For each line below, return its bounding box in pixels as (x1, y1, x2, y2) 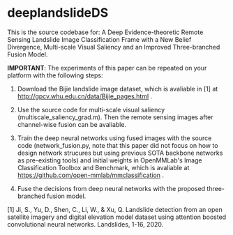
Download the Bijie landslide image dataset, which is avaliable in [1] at (17, 84, 218, 93)
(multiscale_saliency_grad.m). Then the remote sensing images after (17, 113, 213, 121)
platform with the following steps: (7, 71, 103, 79)
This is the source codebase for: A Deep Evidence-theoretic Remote (7, 28, 204, 36)
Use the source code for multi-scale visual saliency (17, 105, 165, 114)
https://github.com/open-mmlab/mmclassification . (17, 171, 165, 179)
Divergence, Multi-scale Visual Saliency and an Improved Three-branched (7, 43, 220, 51)
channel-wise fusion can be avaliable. (17, 120, 127, 128)
